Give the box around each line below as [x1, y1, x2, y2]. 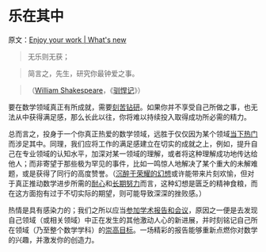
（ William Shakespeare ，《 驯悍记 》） [27, 85, 145, 95]
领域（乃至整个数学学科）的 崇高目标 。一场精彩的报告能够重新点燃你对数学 [14, 225, 258, 235]
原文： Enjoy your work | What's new [8, 35, 127, 44]
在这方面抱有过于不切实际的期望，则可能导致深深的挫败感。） [8, 188, 206, 198]
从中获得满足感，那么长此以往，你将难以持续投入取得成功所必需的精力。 [14, 112, 251, 121]
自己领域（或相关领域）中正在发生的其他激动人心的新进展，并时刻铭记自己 [8, 215, 251, 224]
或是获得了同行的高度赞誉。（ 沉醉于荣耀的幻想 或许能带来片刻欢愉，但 [21, 168, 248, 178]
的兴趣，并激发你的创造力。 [8, 235, 99, 244]
